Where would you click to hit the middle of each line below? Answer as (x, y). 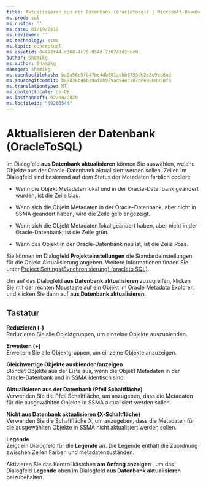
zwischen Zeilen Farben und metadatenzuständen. (71, 452)
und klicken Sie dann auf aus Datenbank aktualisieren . (76, 294)
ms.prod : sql (23, 18)
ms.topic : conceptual (34, 47)
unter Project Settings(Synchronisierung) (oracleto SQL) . (78, 269)
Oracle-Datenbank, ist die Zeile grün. (62, 232)
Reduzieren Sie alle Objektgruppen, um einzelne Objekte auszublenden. (97, 334)
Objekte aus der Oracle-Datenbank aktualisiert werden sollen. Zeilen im (97, 170)
